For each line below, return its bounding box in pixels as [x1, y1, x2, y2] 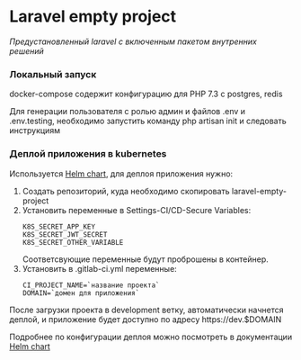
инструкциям [9, 125, 61, 136]
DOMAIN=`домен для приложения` [22, 288, 140, 298]
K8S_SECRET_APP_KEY [22, 222, 96, 231]
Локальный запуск [9, 67, 97, 80]
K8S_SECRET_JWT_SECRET [22, 229, 108, 239]
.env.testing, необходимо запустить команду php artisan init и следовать [9, 115, 287, 127]
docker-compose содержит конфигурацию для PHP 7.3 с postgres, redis [9, 88, 283, 100]
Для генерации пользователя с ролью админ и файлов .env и [9, 106, 245, 117]
